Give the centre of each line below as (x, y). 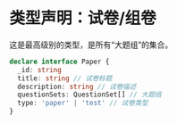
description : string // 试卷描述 (77, 87)
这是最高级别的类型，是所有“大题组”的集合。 (91, 45)
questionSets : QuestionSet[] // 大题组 (89, 95)
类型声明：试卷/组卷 (83, 18)
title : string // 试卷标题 (65, 78)
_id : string (40, 70)
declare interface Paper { (59, 62)
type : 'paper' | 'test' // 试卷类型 (83, 103)
